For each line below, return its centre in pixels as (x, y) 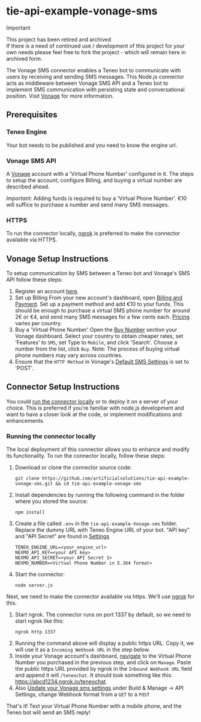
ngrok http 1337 (35, 632)
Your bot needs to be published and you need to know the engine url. (92, 145)
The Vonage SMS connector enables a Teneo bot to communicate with (94, 70)
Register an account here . (47, 291)
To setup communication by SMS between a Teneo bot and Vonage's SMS (98, 273)
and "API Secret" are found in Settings (62, 537)
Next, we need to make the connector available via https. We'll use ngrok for (100, 597)
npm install (30, 512)
